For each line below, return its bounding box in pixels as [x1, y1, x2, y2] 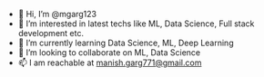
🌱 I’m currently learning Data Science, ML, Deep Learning [17, 37, 234, 48]
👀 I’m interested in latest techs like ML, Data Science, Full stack [17, 18, 255, 29]
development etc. [17, 28, 85, 38]
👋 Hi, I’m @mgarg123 [17, 9, 97, 19]
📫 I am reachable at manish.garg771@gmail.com [17, 57, 202, 68]
